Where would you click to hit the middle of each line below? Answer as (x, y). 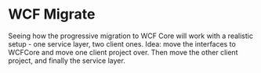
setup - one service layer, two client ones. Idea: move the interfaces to (122, 43)
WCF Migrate (52, 14)
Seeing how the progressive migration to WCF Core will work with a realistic (130, 36)
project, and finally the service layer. (67, 61)
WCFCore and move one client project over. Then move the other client (123, 52)
